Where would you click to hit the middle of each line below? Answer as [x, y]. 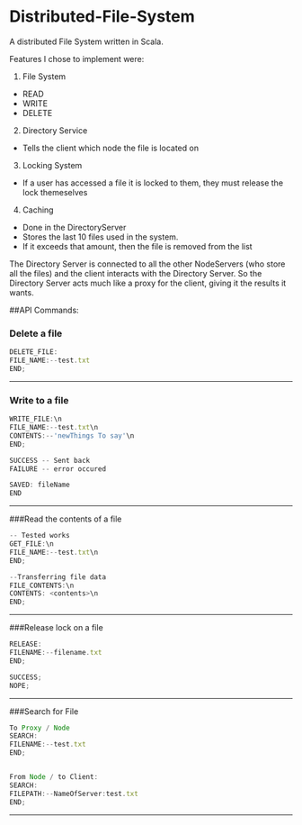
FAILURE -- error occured [58, 469]
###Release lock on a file [56, 628]
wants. [22, 292]
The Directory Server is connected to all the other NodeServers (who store [147, 264]
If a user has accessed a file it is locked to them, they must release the [153, 183]
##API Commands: [44, 310]
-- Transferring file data [58, 577]
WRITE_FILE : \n [36, 419]
